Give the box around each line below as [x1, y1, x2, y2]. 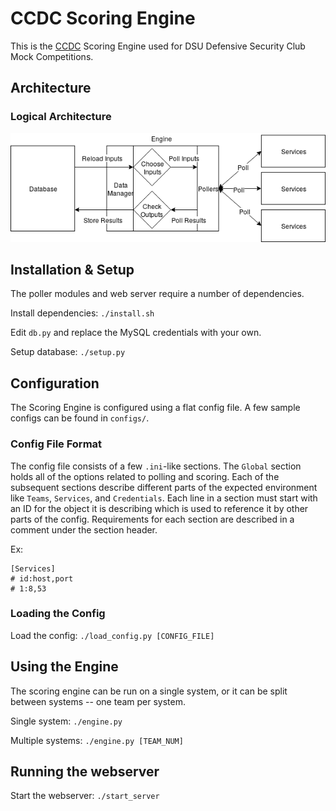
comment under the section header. [10, 523, 158, 536]
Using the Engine [10, 658, 119, 676]
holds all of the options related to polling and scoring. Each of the [10, 470, 280, 482]
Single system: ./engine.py [10, 715, 123, 727]
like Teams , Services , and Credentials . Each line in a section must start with [10, 492, 318, 504]
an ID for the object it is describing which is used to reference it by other [10, 502, 309, 514]
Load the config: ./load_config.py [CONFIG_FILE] [10, 629, 215, 641]
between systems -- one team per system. [10, 695, 186, 707]
